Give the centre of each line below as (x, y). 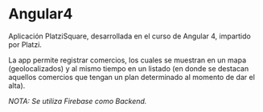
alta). (17, 86)
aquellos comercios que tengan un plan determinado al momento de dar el (132, 77)
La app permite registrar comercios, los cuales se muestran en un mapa (127, 60)
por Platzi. (25, 44)
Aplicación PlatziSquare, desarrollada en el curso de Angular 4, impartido (129, 36)
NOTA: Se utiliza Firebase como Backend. (78, 101)
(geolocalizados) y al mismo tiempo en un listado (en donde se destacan (129, 68)
